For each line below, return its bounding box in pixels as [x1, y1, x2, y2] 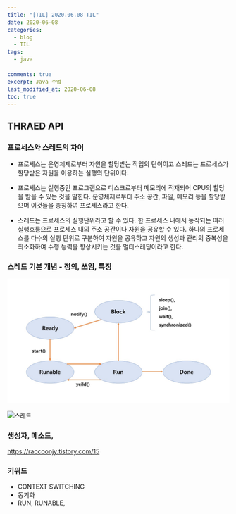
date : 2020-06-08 [7, 18, 58, 26]
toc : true [7, 93, 37, 100]
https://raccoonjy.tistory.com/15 [7, 447, 100, 456]
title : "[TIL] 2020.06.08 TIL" [7, 11, 99, 18]
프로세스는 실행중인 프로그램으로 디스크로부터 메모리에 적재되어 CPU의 [17, 183, 212, 192]
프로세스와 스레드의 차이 [7, 142, 85, 152]
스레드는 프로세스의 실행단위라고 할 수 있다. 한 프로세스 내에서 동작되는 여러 [17, 215, 225, 225]
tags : [7, 49, 23, 56]
